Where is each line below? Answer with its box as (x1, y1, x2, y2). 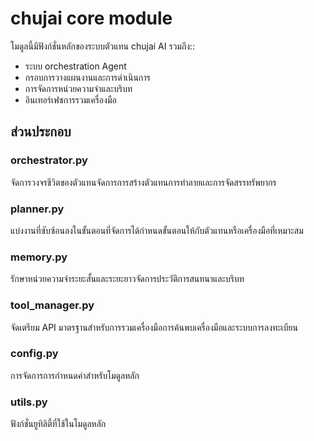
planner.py (10, 202, 65, 216)
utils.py (10, 395, 48, 409)
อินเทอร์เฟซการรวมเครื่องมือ (24, 93, 117, 106)
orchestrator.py (10, 153, 88, 167)
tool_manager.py (10, 298, 95, 312)
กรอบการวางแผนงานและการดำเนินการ (24, 71, 151, 83)
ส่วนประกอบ (10, 123, 72, 141)
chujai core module (10, 7, 173, 30)
